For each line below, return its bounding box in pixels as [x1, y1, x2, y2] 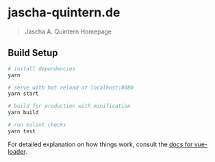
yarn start [8, 90, 39, 97]
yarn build [8, 109, 39, 116]
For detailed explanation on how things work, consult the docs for [8, 140, 193, 148]
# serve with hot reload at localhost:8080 [8, 84, 134, 91]
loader [8, 147, 26, 155]
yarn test [8, 128, 36, 135]
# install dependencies [8, 65, 76, 72]
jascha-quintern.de [8, 5, 121, 21]
